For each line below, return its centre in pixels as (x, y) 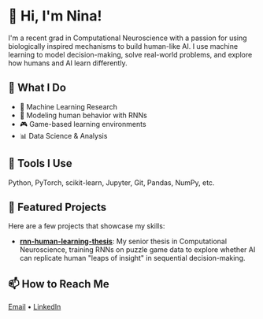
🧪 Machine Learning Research (69, 106)
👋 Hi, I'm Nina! (55, 16)
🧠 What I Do (37, 88)
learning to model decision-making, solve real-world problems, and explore (130, 54)
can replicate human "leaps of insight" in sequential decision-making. (132, 258)
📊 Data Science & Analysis (63, 135)
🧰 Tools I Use (40, 163)
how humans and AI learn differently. (68, 63)
